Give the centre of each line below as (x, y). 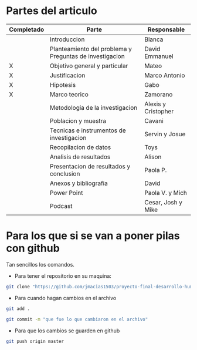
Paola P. (156, 170)
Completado (27, 29)
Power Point (66, 193)
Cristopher (159, 111)
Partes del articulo (52, 11)
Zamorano (159, 94)
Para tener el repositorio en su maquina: (63, 276)
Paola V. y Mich (166, 193)
